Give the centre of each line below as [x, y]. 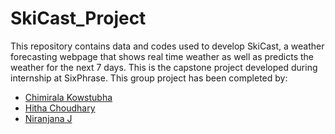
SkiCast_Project [78, 18]
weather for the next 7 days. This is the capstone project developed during [164, 67]
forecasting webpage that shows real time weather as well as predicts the [162, 56]
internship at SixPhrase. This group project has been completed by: [149, 78]
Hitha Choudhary [60, 108]
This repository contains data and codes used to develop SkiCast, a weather [167, 46]
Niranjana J [48, 118]
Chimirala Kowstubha [68, 97]
